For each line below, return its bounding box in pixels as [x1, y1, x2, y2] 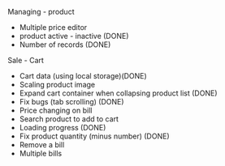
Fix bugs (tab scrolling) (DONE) [19, 97, 124, 106]
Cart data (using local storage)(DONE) [19, 71, 147, 80]
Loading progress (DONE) [19, 123, 106, 132]
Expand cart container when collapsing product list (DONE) [19, 88, 218, 98]
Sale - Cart [7, 56, 44, 65]
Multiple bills [19, 149, 63, 158]
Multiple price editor [19, 23, 88, 32]
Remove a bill [19, 140, 65, 149]
